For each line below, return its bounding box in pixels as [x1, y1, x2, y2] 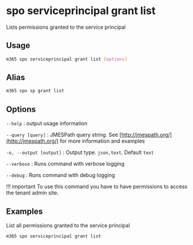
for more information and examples [59, 137, 145, 145]
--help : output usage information [6, 120, 88, 127]
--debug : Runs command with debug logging [6, 172, 115, 179]
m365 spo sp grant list [6, 88, 65, 94]
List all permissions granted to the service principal [6, 221, 131, 229]
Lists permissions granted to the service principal [6, 24, 126, 31]
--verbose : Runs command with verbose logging [6, 160, 125, 167]
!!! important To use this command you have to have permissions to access [6, 183, 188, 190]
